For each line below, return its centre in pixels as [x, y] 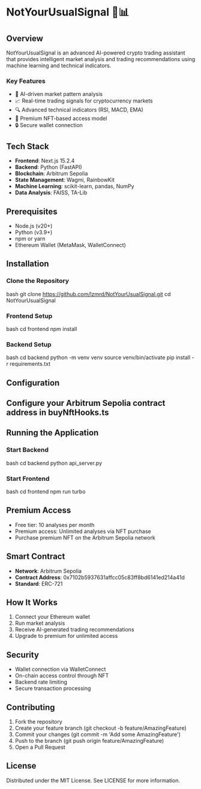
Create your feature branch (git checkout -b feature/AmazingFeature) [101, 728]
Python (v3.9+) [34, 232]
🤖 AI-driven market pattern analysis [59, 94]
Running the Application [52, 433]
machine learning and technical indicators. [59, 65]
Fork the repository [39, 722]
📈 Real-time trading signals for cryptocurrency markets [84, 101]
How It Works [32, 602]
